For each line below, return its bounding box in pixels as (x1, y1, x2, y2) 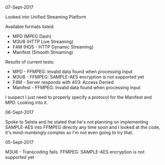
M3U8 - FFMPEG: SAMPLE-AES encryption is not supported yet (12, 74, 144, 79)
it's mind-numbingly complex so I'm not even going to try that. (5, 129, 133, 135)
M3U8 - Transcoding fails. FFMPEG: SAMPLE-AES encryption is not (5, 149, 145, 154)
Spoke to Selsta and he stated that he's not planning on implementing (5, 119, 148, 124)
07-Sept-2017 (5, 4, 33, 10)
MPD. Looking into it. (5, 99, 48, 105)
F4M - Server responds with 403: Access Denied (12, 79, 114, 85)
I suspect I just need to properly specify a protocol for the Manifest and (5, 94, 152, 100)
